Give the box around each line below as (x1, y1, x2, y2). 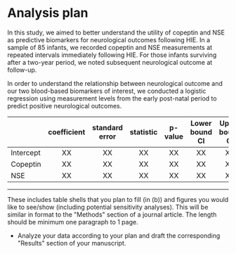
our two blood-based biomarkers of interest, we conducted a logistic (7, 87, 206, 95)
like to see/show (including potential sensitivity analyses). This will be (7, 203, 209, 211)
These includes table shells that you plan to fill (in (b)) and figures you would (7, 195, 229, 203)
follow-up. (7, 65, 37, 74)
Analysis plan (7, 5, 88, 21)
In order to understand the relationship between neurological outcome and (7, 79, 223, 87)
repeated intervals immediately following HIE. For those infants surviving (7, 51, 217, 59)
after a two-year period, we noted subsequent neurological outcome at (7, 58, 213, 66)
